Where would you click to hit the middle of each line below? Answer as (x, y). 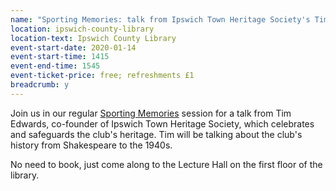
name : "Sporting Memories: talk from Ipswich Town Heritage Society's (160, 19)
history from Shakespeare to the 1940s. (91, 145)
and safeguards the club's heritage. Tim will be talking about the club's (156, 134)
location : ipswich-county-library (82, 29)
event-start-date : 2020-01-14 (73, 47)
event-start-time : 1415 (60, 57)
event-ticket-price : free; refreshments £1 (102, 76)
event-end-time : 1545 (55, 66)
